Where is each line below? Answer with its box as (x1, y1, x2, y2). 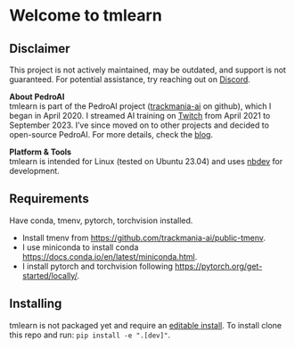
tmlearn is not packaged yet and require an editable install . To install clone (9, 320, 283, 330)
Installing (9, 296, 62, 312)
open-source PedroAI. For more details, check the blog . (9, 129, 214, 139)
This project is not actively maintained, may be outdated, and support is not (9, 64, 287, 75)
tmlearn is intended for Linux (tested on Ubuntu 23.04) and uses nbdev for (9, 156, 283, 166)
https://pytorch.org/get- (175, 261, 263, 271)
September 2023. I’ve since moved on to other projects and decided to (9, 120, 270, 130)
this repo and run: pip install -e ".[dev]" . (9, 329, 171, 340)
